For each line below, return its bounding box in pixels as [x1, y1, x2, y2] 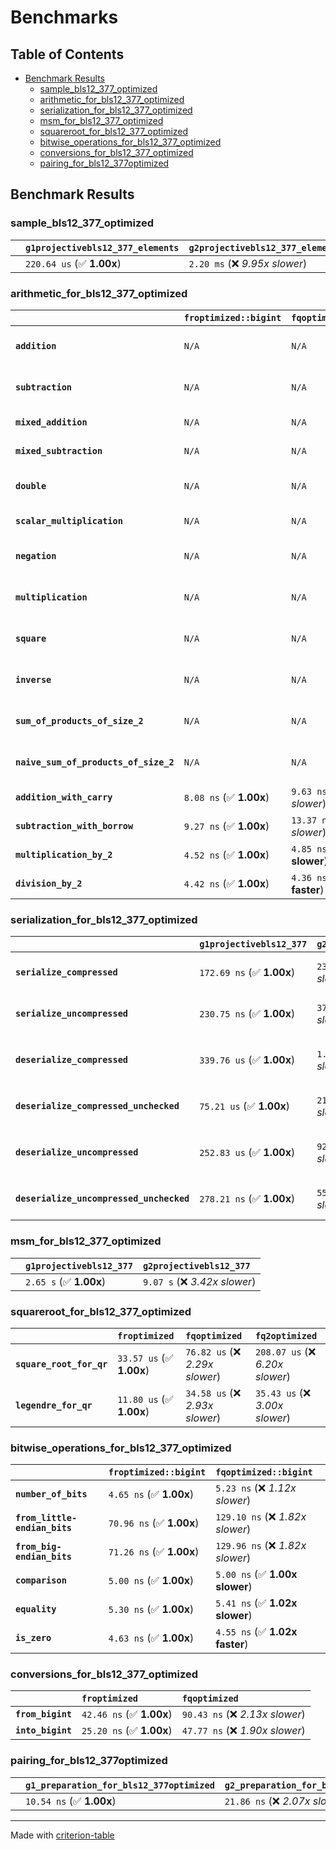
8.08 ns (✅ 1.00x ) [183, 790, 270, 804]
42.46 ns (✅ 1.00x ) [81, 1707, 173, 1721]
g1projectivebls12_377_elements [25, 242, 180, 253]
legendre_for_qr [15, 1399, 93, 1411]
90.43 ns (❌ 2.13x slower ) [181, 1707, 306, 1721]
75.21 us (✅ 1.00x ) [199, 1099, 290, 1113]
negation [15, 550, 57, 561]
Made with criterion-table [10, 1829, 115, 1841]
